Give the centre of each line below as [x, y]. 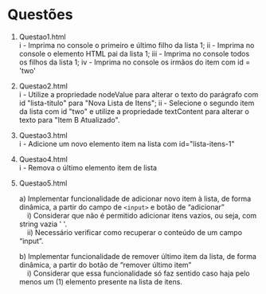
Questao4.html [43, 159]
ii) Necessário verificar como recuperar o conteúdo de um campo [135, 232]
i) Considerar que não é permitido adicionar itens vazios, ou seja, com [142, 215]
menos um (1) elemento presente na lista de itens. [100, 281]
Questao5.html [43, 183]
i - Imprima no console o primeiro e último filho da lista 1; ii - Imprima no [137, 45]
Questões [40, 15]
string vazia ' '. [43, 224]
